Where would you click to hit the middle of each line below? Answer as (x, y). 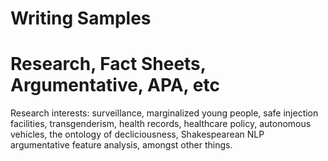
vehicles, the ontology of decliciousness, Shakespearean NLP (137, 134)
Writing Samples (81, 18)
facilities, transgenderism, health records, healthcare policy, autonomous (161, 124)
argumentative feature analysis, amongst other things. (121, 145)
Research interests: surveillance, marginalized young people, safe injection (164, 113)
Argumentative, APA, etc (115, 85)
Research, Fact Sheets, (108, 64)
